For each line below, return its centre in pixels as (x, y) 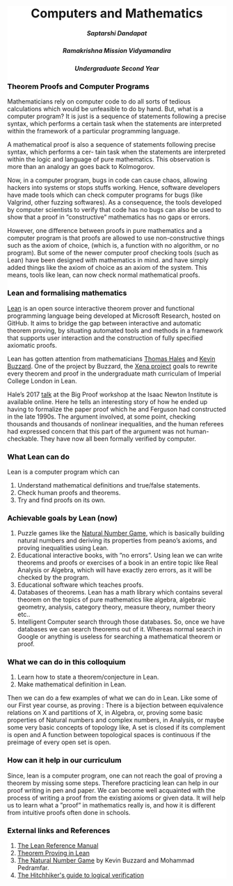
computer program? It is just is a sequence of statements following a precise (117, 116)
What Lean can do (38, 456)
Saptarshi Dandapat (117, 33)
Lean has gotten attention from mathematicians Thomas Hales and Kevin (111, 359)
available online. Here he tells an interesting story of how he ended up (107, 401)
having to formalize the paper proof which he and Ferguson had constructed (117, 409)
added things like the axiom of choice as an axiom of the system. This (107, 268)
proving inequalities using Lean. (63, 548)
